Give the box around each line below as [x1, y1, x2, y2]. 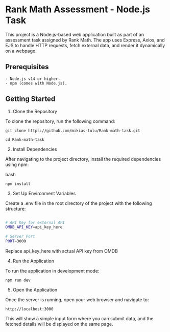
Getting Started [5, 95, 56, 103]
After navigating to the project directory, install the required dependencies [5, 156, 161, 162]
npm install [5, 181, 31, 186]
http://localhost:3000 [5, 306, 54, 312]
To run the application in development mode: [5, 268, 100, 274]
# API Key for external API [5, 220, 65, 225]
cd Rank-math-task [5, 137, 44, 142]
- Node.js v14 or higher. [5, 76, 60, 81]
